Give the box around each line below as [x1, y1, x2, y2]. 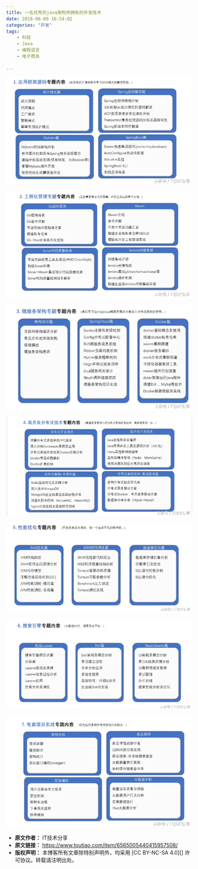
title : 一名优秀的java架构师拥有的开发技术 [6, 9, 102, 15]
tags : [6, 28, 20, 34]
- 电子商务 [17, 53, 40, 59]
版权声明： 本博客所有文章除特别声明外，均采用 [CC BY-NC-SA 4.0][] [14, 849, 184, 857]
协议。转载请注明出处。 [20, 857, 77, 864]
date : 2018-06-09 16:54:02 [6, 15, 73, 22]
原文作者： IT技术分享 [14, 834, 68, 842]
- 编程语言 [17, 47, 40, 53]
